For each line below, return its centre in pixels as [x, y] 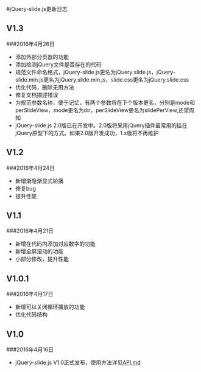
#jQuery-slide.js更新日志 [37, 9]
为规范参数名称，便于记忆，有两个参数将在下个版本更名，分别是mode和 [105, 102]
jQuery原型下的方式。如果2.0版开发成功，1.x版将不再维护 [87, 133]
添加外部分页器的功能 [42, 57]
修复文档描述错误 [37, 95]
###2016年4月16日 [30, 349]
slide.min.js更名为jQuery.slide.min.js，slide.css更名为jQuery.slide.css [102, 79]
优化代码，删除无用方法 [44, 87]
